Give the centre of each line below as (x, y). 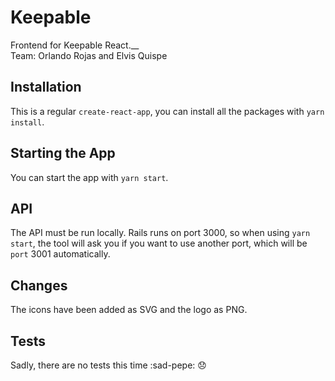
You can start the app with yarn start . (89, 177)
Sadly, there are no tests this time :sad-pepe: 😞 (108, 365)
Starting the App (63, 153)
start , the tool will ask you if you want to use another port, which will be (159, 243)
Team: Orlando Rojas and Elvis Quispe (89, 55)
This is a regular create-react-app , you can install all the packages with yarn (167, 111)
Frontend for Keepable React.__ (75, 45)
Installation (46, 87)
